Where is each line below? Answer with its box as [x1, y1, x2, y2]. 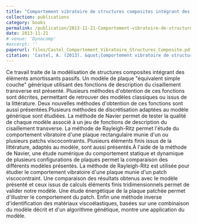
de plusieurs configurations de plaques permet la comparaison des [6, 156, 168, 163]
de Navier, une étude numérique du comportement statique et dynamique [6, 149, 184, 156]
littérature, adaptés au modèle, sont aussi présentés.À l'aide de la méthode [6, 143, 187, 151]
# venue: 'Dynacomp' [6, 36, 57, 42]
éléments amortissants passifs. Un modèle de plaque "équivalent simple [6, 75, 181, 82]
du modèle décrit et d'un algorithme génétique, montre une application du [6, 206, 185, 213]
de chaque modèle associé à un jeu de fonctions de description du [6, 118, 167, 125]
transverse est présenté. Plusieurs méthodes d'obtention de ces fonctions [6, 87, 185, 94]
